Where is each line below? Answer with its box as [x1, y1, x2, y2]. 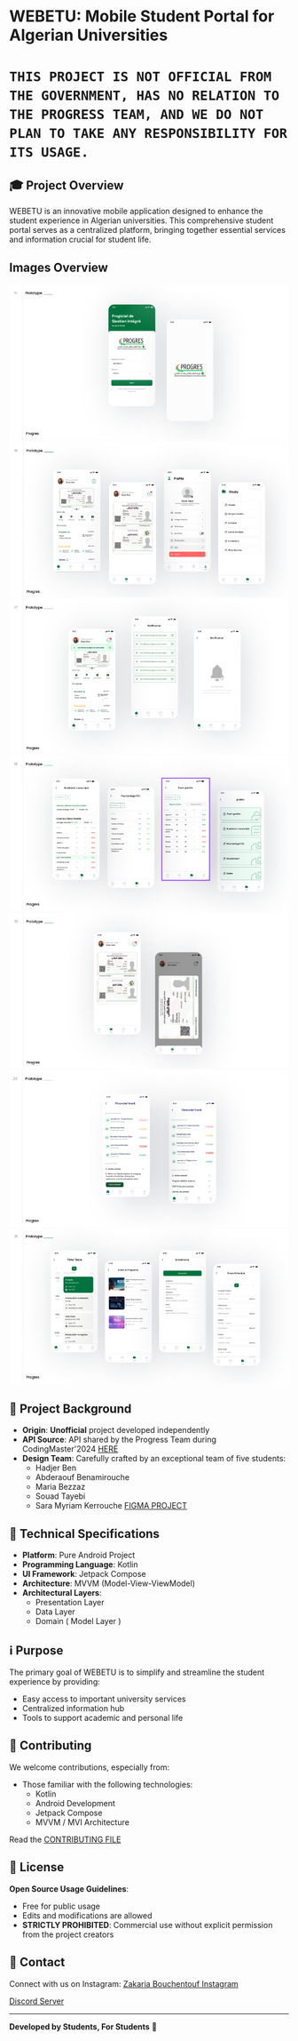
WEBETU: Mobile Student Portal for [9, 6, 275, 27]
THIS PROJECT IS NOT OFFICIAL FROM [9, 68, 272, 85]
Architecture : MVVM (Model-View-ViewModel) [21, 1578, 196, 1589]
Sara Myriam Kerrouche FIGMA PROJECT [35, 1501, 188, 1511]
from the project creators [21, 1929, 114, 1940]
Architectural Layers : [21, 1588, 102, 1598]
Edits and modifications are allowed [21, 1909, 153, 1921]
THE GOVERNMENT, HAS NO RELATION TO [9, 87, 280, 104]
